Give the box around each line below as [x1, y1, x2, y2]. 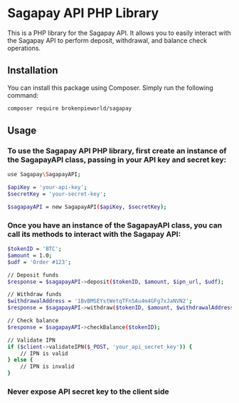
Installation [7, 64, 58, 76]
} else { [7, 357, 33, 364]
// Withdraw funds [7, 291, 62, 298]
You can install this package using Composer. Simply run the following [7, 83, 213, 92]
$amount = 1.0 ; [7, 252, 53, 259]
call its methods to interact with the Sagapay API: [7, 229, 181, 239]
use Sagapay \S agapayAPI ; [7, 171, 81, 178]
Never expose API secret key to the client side [7, 387, 169, 397]
